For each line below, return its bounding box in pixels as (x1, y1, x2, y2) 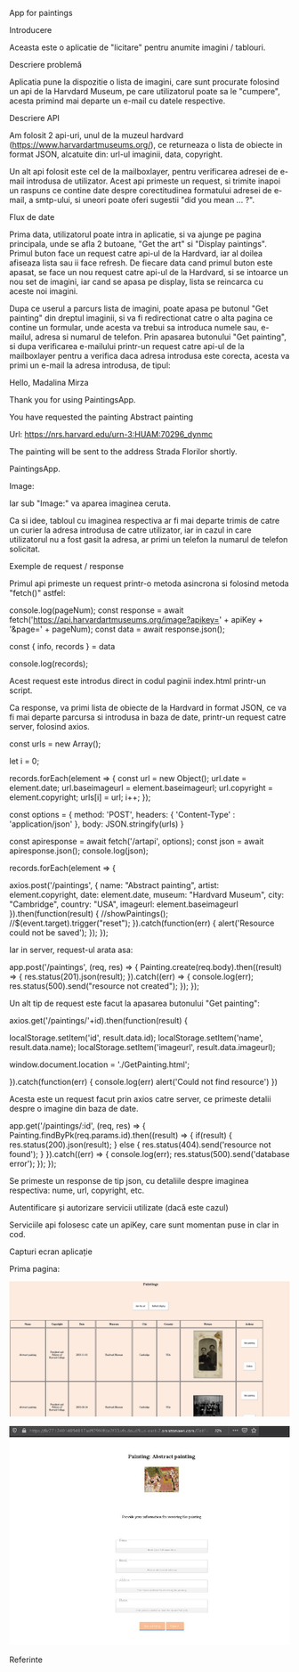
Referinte (9, 1654, 43, 1665)
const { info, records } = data (9, 641, 116, 651)
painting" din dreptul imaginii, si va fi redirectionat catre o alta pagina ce (9, 313, 273, 323)
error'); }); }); (9, 1158, 57, 1169)
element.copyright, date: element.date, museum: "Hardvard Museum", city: (9, 890, 285, 900)
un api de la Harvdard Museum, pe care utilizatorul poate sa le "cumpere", (9, 86, 280, 96)
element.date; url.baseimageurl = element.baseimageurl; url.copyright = (9, 783, 274, 793)
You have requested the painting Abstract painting (9, 412, 194, 422)
